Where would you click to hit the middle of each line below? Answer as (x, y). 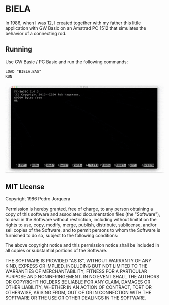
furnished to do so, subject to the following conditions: (62, 235)
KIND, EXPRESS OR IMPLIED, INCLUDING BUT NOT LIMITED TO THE (76, 266)
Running (19, 49)
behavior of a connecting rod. (36, 33)
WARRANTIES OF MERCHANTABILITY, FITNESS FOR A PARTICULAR (76, 271)
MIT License (25, 187)
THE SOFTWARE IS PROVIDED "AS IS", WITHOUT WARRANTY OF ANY (78, 260)
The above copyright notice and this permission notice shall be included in (82, 245)
